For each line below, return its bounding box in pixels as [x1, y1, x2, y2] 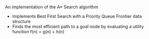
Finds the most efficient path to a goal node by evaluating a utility [12, 24, 144, 29]
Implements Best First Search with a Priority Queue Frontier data [12, 13, 142, 19]
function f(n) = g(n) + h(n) [12, 29, 64, 34]
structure [12, 19, 31, 24]
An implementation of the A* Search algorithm [5, 4, 99, 10]
